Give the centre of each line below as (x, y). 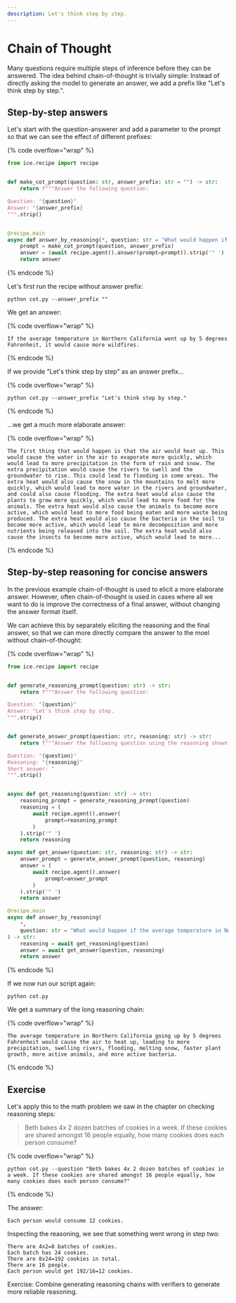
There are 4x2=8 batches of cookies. (63, 1247)
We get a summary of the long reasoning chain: (76, 1009)
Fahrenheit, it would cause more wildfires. (73, 345)
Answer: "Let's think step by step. (61, 711)
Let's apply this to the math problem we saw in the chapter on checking (111, 1106)
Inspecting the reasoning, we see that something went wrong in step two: (113, 1234)
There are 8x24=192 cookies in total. (64, 1259)
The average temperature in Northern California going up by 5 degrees (114, 1036)
